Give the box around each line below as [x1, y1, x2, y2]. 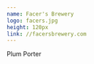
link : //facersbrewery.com [6, 30, 87, 38]
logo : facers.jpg [6, 17, 58, 24]
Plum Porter [6, 50, 42, 58]
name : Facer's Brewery [6, 10, 74, 18]
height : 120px [6, 23, 49, 31]
